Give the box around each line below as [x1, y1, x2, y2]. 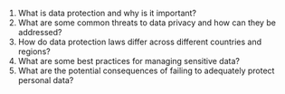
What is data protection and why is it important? [17, 8, 197, 18]
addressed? [17, 27, 62, 37]
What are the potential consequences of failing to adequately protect [17, 65, 275, 76]
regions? [17, 46, 52, 57]
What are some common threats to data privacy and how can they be [17, 17, 276, 28]
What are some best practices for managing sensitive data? [17, 56, 240, 66]
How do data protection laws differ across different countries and [17, 36, 262, 47]
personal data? [17, 75, 74, 85]
